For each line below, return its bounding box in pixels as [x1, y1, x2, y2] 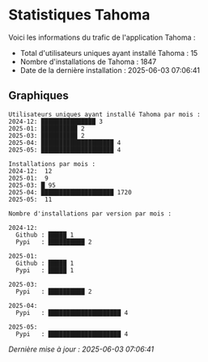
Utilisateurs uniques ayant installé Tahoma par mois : [8, 110, 201, 118]
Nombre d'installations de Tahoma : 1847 [19, 57, 157, 66]
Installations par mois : [8, 160, 96, 168]
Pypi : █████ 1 [15, 266, 74, 275]
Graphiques [8, 89, 69, 103]
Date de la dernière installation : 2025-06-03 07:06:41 [19, 65, 201, 75]
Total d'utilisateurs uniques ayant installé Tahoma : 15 [19, 48, 198, 57]
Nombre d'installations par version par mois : [8, 209, 172, 218]
